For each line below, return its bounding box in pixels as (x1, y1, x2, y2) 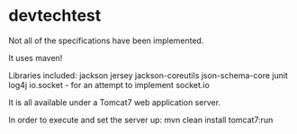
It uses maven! (8, 52, 63, 63)
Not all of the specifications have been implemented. (8, 35, 204, 46)
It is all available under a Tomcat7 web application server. (8, 96, 221, 108)
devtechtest (8, 5, 102, 26)
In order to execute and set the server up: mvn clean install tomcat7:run (8, 114, 274, 125)
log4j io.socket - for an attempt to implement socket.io (8, 79, 211, 90)
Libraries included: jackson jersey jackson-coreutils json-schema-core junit (8, 69, 289, 81)
